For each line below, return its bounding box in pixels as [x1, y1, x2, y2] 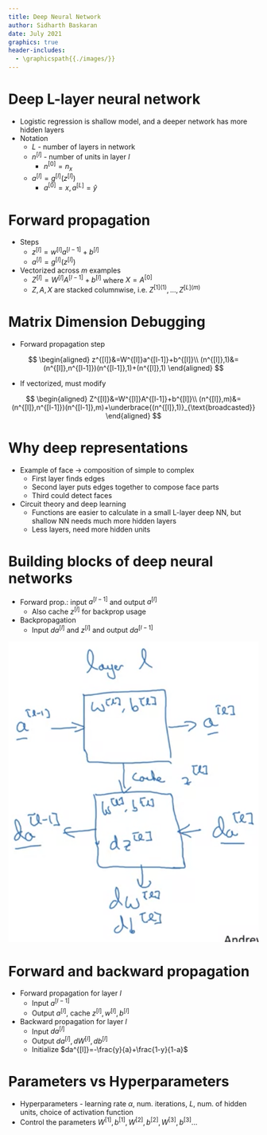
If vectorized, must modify [19, 379, 106, 388]
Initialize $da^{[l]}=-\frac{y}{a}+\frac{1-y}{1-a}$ [31, 1045, 188, 1054]
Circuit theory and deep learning [19, 499, 126, 509]
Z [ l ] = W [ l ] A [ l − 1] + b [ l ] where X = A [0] [31, 273, 153, 285]
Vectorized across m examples [19, 265, 122, 275]
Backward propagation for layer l [19, 1016, 127, 1026]
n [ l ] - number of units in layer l [31, 150, 130, 161]
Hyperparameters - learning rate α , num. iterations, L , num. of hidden [19, 1099, 247, 1109]
